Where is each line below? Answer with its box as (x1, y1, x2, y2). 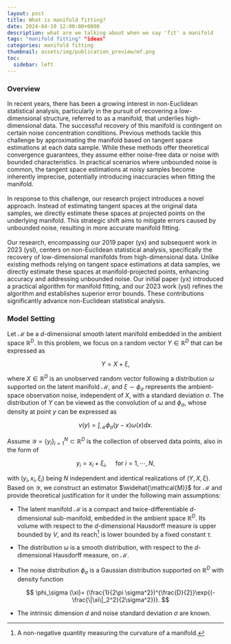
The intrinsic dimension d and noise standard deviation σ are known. (16, 609, 211, 617)
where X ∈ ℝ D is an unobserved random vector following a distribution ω (7, 373, 214, 382)
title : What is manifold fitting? (7, 16, 107, 23)
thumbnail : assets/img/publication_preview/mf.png (7, 49, 155, 56)
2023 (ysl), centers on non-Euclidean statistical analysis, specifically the (7, 245, 213, 254)
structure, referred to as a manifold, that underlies (43, 114, 184, 122)
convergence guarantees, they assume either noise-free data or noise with (7, 151, 219, 159)
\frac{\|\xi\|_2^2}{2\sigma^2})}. (71, 595, 160, 603)
